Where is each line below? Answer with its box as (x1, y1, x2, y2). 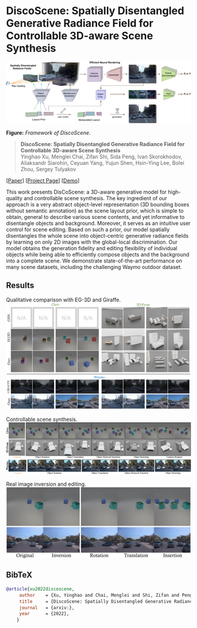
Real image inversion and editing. (6, 480, 86, 487)
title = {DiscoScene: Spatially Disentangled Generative (19, 599, 172, 604)
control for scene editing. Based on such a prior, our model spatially (6, 225, 170, 233)
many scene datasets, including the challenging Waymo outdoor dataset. (6, 263, 182, 270)
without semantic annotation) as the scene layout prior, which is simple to (6, 207, 184, 214)
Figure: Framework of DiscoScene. (6, 129, 91, 136)
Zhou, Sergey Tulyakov (20, 165, 76, 172)
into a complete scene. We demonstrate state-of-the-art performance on (6, 257, 182, 264)
